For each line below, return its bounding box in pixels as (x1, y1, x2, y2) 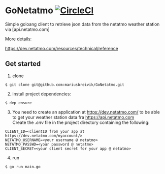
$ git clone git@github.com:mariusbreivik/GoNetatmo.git (5, 82, 125, 87)
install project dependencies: (12, 91, 71, 97)
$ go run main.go (5, 164, 41, 169)
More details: (5, 36, 32, 42)
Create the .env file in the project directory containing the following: (12, 119, 150, 125)
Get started (5, 59, 41, 68)
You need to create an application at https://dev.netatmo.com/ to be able (12, 109, 160, 115)
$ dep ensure (5, 100, 32, 105)
